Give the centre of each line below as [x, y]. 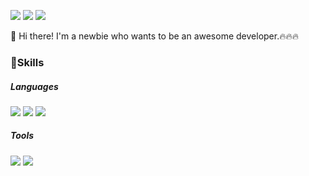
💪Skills [27, 62]
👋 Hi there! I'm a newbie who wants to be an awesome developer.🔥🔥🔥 [155, 36]
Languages [34, 86]
